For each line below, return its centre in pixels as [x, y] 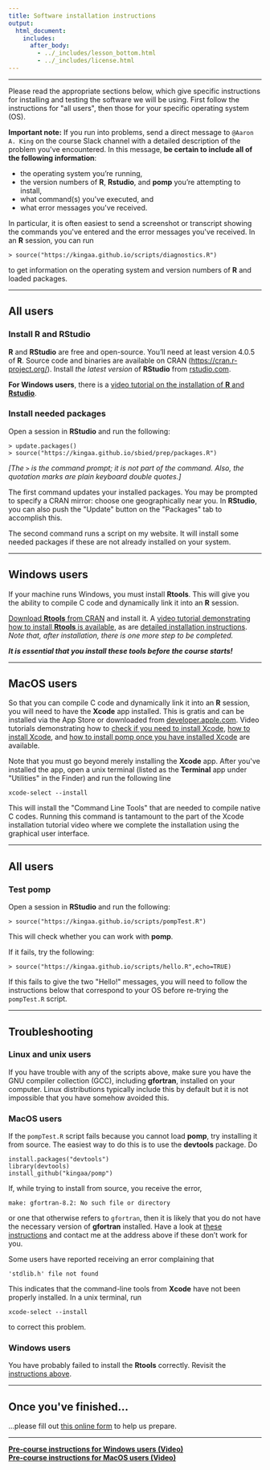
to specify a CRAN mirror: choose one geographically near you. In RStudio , [133, 500]
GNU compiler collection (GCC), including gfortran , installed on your [122, 1080]
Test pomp [30, 889]
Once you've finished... [68, 1407]
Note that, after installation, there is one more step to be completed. [121, 635]
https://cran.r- [214, 360]
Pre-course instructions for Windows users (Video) [96, 1449]
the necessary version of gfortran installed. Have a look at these [115, 1226]
